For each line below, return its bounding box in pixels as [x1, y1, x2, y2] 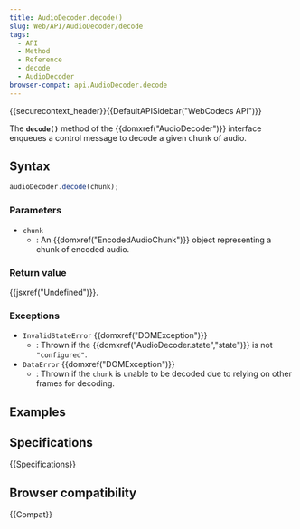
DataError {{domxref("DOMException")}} [22, 359, 175, 370]
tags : [9, 30, 30, 39]
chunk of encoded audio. [35, 243, 130, 254]
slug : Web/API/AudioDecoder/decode [9, 22, 144, 31]
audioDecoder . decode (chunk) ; [9, 183, 119, 192]
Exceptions [9, 309, 61, 322]
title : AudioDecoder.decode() [9, 13, 124, 23]
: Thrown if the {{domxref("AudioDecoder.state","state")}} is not [35, 340, 273, 351]
